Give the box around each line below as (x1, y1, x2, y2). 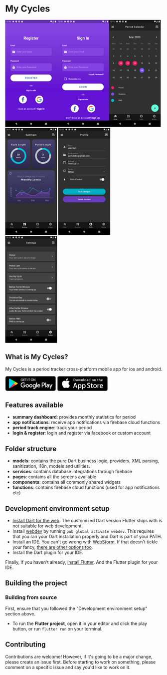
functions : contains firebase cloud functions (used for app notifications (12, 484, 160, 491)
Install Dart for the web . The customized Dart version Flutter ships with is (12, 518, 163, 524)
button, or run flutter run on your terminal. (12, 625, 103, 631)
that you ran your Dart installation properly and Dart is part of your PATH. (12, 534, 163, 540)
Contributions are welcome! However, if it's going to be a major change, (5, 653, 153, 659)
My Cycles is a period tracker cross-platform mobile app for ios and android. (5, 366, 163, 372)
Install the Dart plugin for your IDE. (12, 549, 83, 556)
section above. (5, 610, 36, 616)
